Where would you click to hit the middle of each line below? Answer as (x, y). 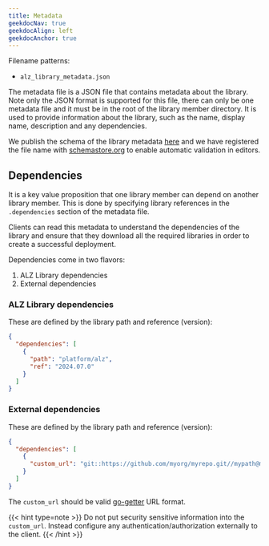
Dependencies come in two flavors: (67, 260)
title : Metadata (35, 16)
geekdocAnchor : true (43, 38)
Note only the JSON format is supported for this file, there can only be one (131, 100)
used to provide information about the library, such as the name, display (127, 118)
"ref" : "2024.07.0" (62, 366)
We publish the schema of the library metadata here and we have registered (134, 142)
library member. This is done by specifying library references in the (119, 203)
